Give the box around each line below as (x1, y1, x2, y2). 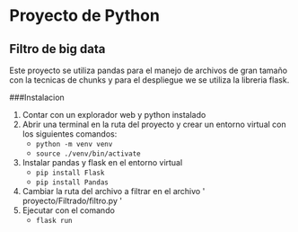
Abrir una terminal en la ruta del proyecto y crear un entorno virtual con (22, 119, 286, 129)
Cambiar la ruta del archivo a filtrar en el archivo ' (22, 186, 206, 196)
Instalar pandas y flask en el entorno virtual (22, 157, 183, 167)
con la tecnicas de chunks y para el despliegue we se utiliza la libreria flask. (9, 75, 290, 85)
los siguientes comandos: (22, 129, 118, 139)
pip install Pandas (35, 178, 110, 187)
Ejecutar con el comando (22, 205, 115, 216)
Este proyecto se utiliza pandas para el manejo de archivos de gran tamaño (9, 65, 288, 76)
